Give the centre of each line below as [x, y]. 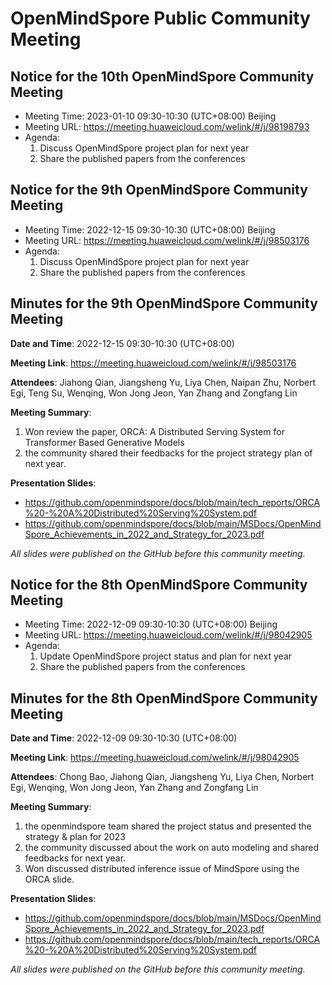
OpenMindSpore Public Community [160, 18]
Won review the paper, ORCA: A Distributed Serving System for [154, 431]
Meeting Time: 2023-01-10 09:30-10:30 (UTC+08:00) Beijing [150, 116]
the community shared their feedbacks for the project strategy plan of [168, 453]
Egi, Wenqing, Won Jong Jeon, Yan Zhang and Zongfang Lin [134, 788]
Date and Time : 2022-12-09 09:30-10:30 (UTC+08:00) [124, 738]
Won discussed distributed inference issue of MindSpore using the [162, 869]
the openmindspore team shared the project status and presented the [168, 826]
